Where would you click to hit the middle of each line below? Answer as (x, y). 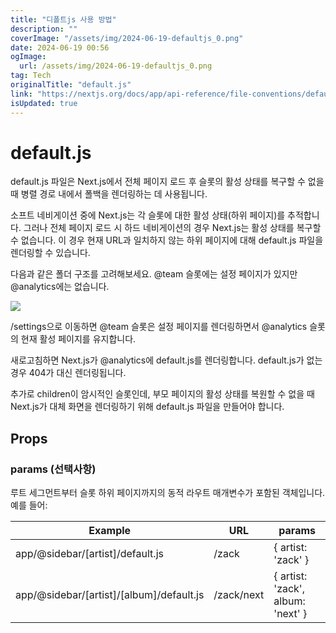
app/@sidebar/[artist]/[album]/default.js (110, 595)
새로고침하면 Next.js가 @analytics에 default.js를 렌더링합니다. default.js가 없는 (166, 360)
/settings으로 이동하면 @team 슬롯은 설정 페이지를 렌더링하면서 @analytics (159, 327)
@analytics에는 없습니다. (60, 287)
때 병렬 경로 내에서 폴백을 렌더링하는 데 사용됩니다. (109, 194)
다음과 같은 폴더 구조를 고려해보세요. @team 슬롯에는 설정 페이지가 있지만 (154, 274)
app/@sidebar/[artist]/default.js (89, 554)
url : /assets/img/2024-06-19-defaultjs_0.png (116, 66)
